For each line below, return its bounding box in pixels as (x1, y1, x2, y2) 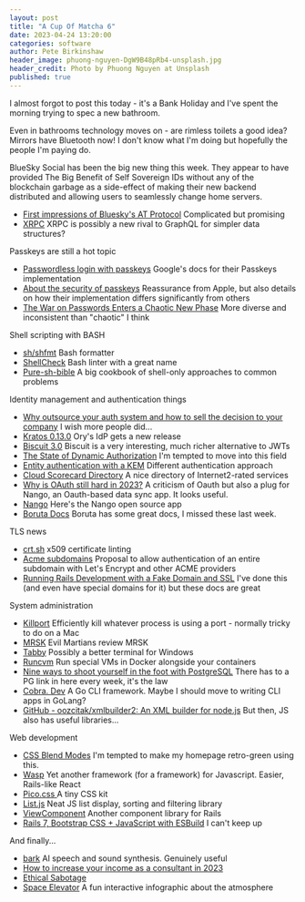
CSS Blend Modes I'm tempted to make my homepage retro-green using (22, 749, 294, 761)
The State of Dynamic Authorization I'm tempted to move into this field (22, 450, 287, 461)
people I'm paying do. (9, 144, 91, 155)
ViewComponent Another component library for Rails (22, 807, 221, 818)
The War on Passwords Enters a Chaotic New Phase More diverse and (22, 302, 287, 313)
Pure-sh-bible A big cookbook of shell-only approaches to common (22, 366, 278, 377)
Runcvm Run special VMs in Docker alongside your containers (22, 656, 257, 667)
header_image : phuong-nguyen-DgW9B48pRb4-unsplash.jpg (9, 56, 222, 65)
